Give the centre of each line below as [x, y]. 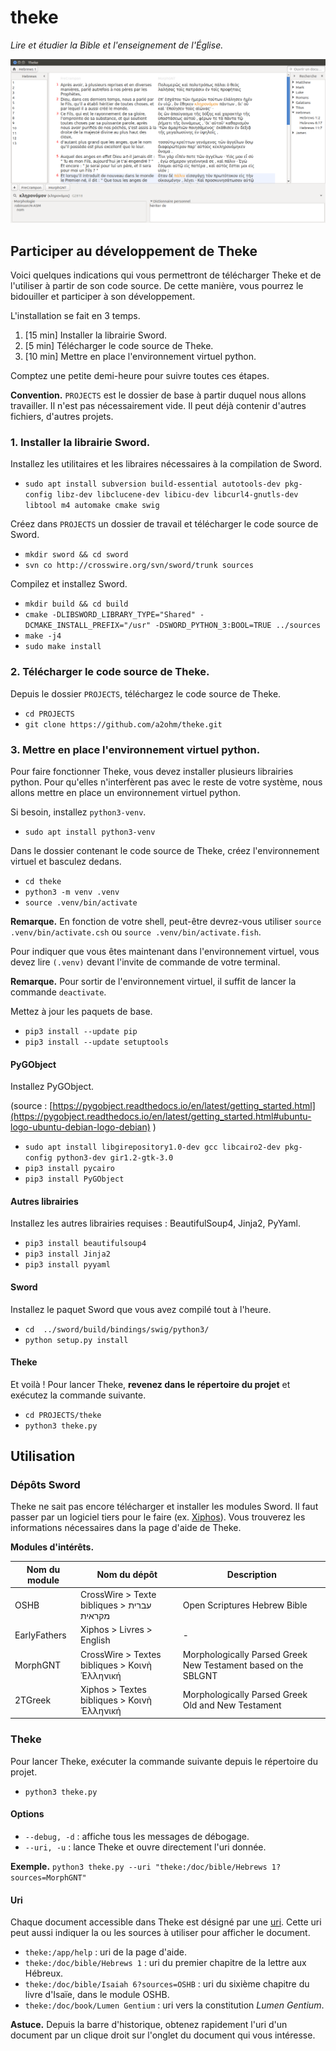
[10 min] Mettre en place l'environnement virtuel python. [140, 357]
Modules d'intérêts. [52, 1547]
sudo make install [63, 647]
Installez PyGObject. [52, 1087]
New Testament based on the [243, 1665]
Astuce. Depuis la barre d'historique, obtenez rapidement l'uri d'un [149, 2025]
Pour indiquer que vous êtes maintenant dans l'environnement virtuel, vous [165, 951]
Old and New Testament [232, 1705]
